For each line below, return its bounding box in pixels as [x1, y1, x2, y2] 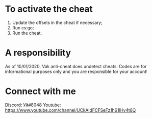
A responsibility [5, 47, 71, 58]
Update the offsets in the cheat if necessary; [12, 20, 102, 25]
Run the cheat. [12, 30, 42, 36]
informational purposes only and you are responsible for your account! [5, 69, 148, 74]
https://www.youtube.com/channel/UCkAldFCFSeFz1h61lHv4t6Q [5, 107, 136, 113]
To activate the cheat [5, 3, 93, 15]
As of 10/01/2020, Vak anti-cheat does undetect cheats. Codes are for [5, 63, 147, 69]
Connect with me [5, 86, 76, 97]
